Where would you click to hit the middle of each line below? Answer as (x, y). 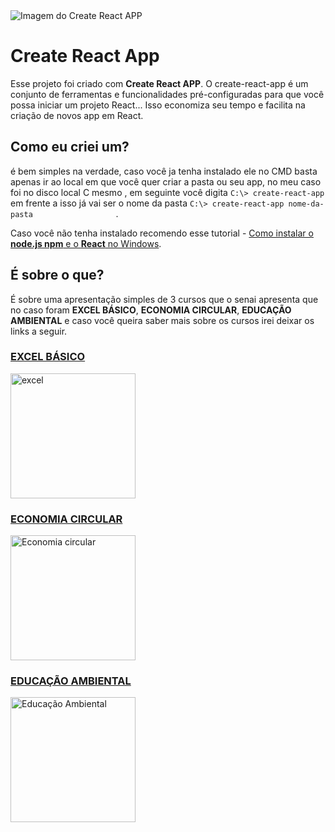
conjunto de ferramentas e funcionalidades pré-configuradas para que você (167, 94)
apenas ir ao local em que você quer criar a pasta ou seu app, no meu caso (166, 181)
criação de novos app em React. (77, 115)
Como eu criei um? (70, 147)
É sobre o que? (57, 275)
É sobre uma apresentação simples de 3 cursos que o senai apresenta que (164, 299)
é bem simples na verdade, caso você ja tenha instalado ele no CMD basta (164, 171)
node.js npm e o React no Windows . (86, 243)
